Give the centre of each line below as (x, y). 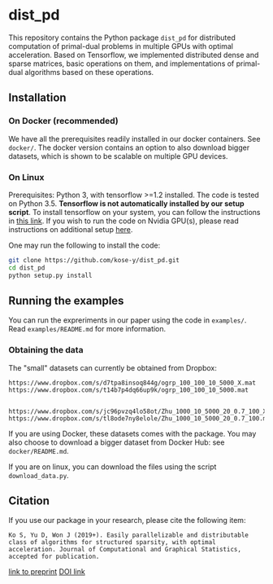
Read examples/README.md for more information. (87, 329)
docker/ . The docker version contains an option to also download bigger (129, 147)
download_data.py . (39, 475)
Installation (37, 98)
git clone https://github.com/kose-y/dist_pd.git (94, 260)
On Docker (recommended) (64, 121)
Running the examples (66, 300)
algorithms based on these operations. (89, 72)
